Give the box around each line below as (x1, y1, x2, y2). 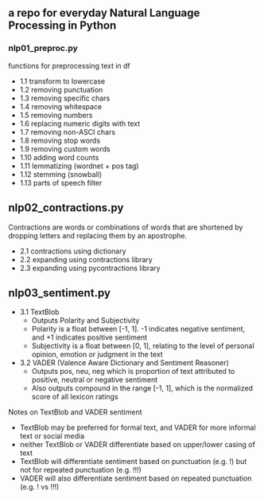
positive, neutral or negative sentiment (31, 375, 158, 385)
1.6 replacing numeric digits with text (19, 119, 141, 128)
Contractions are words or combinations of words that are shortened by (8, 222, 243, 232)
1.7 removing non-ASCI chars (19, 127, 116, 136)
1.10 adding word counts (19, 152, 99, 162)
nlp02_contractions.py (8, 201, 124, 214)
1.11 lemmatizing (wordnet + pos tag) (19, 161, 139, 171)
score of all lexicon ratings (31, 392, 118, 402)
